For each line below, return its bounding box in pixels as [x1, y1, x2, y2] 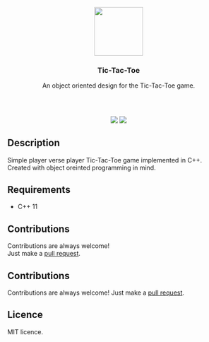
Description [7, 137, 60, 149]
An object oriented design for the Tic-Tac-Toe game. [42, 81, 196, 90]
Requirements [7, 184, 71, 196]
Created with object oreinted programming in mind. [7, 163, 157, 172]
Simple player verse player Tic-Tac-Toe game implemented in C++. [7, 155, 203, 164]
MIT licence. [7, 327, 44, 336]
